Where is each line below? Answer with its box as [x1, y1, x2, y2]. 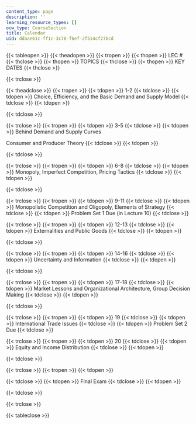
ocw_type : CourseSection [6, 25, 67, 31]
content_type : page [6, 8, 54, 15]
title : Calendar [6, 30, 46, 36]
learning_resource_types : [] [6, 19, 77, 25]
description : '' [6, 14, 46, 20]
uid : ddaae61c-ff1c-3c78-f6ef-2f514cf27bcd [6, 36, 114, 42]
